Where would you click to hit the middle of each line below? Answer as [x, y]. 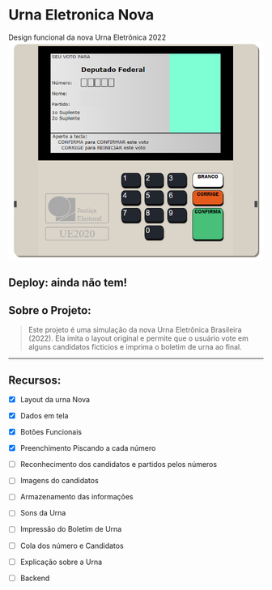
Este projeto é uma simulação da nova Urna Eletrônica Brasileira [135, 330]
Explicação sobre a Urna [61, 562]
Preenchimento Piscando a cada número [88, 448]
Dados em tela [44, 416]
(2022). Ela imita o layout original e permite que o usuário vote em [138, 338]
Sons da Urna [43, 513]
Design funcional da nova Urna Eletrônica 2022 [87, 37]
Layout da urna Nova [55, 399]
